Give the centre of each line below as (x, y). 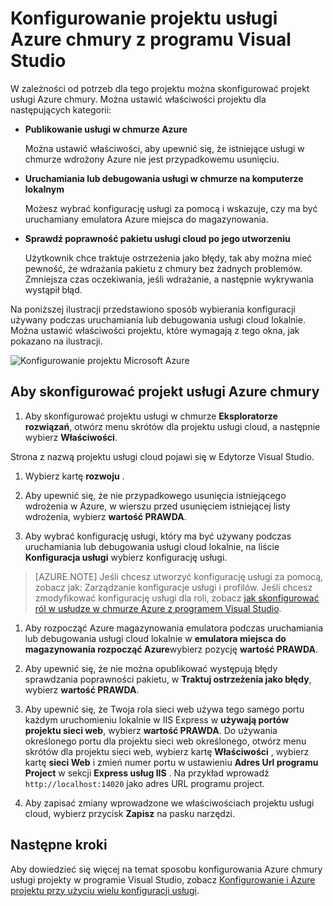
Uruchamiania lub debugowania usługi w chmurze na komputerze (164, 178)
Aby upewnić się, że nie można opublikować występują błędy (151, 668)
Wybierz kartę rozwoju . (74, 476)
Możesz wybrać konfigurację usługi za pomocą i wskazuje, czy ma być (171, 208)
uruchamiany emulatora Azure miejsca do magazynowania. (146, 219)
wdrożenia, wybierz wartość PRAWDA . (105, 516)
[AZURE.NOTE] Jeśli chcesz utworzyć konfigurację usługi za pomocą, (179, 576)
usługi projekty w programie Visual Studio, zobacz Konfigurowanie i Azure (163, 879)
